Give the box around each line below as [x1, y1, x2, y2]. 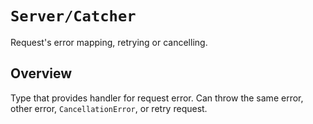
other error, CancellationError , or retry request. [10, 102, 208, 114]
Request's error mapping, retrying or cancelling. [10, 36, 208, 48]
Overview [10, 65, 73, 82]
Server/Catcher [10, 7, 137, 26]
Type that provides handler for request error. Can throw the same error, [10, 92, 304, 104]
